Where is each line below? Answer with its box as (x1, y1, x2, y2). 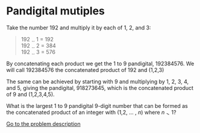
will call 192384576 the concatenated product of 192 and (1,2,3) (6, 66, 164, 73)
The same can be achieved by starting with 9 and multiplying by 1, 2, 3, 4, (6, 78, 189, 85)
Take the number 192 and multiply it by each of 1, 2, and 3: (6, 24, 151, 31)
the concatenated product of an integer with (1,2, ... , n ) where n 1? (6, 108, 177, 116)
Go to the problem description (6, 120, 81, 127)
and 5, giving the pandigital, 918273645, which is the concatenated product (6, 84, 194, 91)
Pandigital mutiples (6, 4, 105, 18)
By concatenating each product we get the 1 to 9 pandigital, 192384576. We (6, 60, 195, 67)
